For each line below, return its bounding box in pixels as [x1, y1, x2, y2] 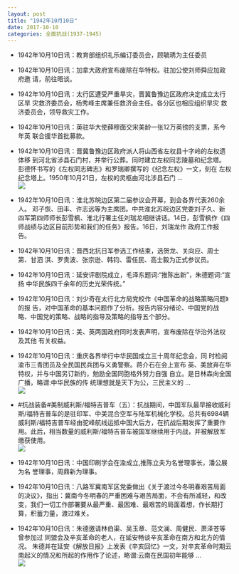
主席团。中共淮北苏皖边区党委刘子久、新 [106, 204, 225, 214]
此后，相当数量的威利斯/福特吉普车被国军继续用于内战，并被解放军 [30, 427, 226, 436]
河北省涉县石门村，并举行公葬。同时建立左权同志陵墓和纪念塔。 [38, 156, 225, 165]
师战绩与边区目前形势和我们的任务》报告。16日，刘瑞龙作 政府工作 [17, 222, 213, 231]
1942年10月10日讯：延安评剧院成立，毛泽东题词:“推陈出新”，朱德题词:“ [17, 271, 225, 279]
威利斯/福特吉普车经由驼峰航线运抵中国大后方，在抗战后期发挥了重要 [17, 418, 220, 427]
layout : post [7, 10, 46, 18]
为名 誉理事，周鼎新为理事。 [17, 467, 101, 476]
